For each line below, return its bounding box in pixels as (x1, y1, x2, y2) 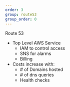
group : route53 (5, 12, 37, 17)
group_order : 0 (5, 16, 37, 21)
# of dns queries (19, 72, 54, 78)
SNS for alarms (19, 50, 51, 56)
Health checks (19, 77, 50, 83)
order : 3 (5, 7, 23, 12)
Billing (19, 56, 33, 62)
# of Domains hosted (19, 66, 63, 72)
